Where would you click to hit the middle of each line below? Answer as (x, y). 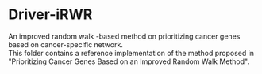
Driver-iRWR (50, 15)
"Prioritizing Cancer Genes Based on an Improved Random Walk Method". (129, 61)
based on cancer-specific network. (65, 44)
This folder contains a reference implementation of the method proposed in (131, 53)
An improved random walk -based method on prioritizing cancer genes (124, 36)
